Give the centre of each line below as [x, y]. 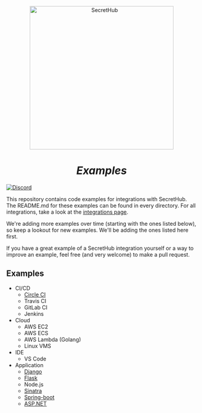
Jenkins [34, 313]
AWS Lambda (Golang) [53, 339]
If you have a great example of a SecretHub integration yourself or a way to [100, 248]
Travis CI [35, 301]
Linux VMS [37, 346]
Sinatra [33, 391]
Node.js [34, 384]
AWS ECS [36, 333]
